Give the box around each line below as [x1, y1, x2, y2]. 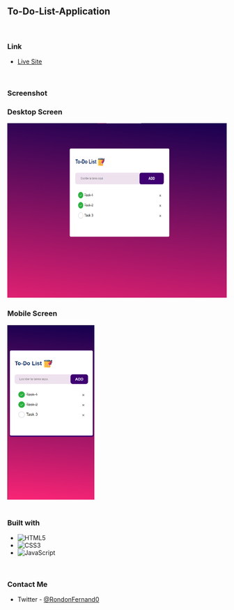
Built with [7, 518, 40, 528]
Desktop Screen [7, 107, 63, 117]
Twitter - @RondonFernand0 [17, 595, 100, 604]
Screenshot [7, 89, 47, 98]
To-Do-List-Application [7, 6, 111, 17]
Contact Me [7, 579, 48, 589]
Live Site [17, 57, 42, 66]
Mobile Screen [7, 308, 58, 318]
